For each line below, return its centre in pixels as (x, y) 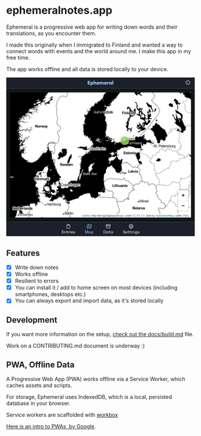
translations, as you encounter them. (51, 33)
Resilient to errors (36, 281)
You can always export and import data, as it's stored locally (89, 301)
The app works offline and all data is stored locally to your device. (87, 69)
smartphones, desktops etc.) (50, 294)
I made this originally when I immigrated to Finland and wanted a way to (95, 45)
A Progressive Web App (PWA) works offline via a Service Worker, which (96, 379)
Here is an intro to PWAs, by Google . (51, 426)
